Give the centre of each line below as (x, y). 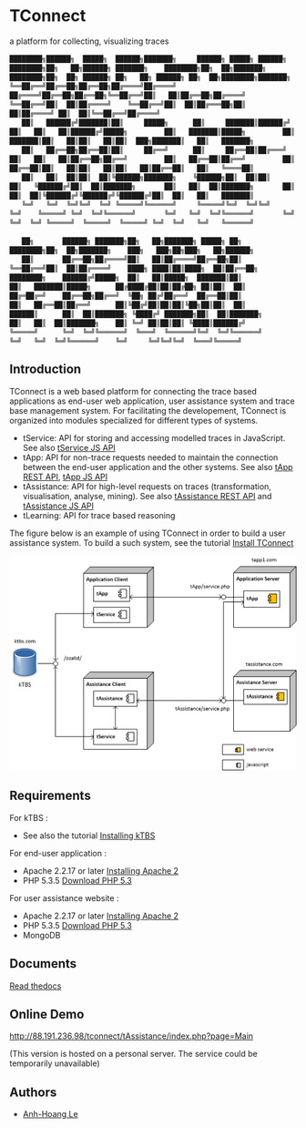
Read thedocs (36, 986)
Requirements (50, 796)
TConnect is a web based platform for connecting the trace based (133, 391)
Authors (33, 1092)
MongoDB (41, 935)
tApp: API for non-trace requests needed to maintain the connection (150, 457)
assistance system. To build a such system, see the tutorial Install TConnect (152, 542)
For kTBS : (29, 817)
